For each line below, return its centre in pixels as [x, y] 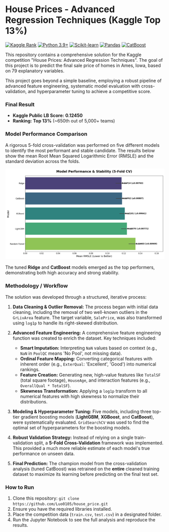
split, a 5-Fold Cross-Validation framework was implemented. [99, 443]
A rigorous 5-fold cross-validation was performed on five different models [82, 145]
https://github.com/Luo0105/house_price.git [60, 504]
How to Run [20, 487]
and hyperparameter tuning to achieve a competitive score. [90, 91]
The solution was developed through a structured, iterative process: [76, 297]
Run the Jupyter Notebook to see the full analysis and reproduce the [84, 520]
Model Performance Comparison [46, 134]
